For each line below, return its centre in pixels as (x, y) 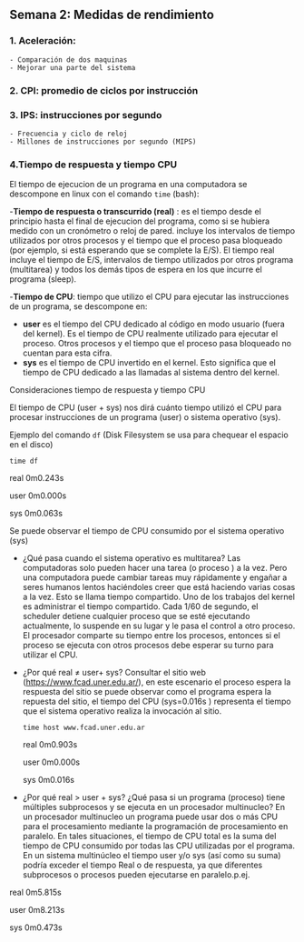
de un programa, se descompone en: (78, 306)
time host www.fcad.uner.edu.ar (83, 728)
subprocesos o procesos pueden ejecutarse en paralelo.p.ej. (136, 875)
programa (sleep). (43, 279)
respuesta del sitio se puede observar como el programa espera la (147, 692)
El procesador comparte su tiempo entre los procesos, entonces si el (152, 636)
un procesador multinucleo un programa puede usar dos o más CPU (150, 817)
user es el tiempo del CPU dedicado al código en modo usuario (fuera (154, 324)
